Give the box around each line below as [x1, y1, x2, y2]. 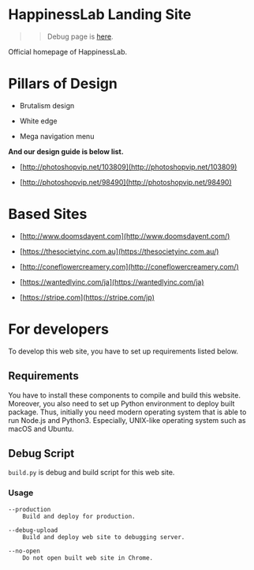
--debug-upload [8, 526, 58, 534]
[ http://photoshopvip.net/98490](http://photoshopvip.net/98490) [19, 177, 233, 187]
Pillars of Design [8, 75, 118, 92]
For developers [8, 320, 109, 338]
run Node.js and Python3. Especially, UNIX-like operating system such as [8, 415, 246, 425]
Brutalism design [19, 100, 75, 110]
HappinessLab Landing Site [8, 6, 192, 24]
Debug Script [8, 447, 75, 460]
